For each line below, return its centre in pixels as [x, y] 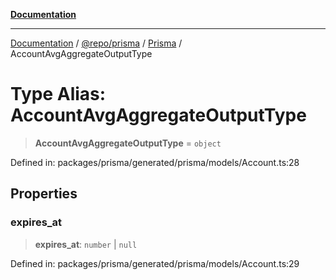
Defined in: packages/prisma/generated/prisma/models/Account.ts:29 [155, 263]
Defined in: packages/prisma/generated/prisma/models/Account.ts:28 [155, 162]
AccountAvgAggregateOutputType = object [128, 143]
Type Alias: [58, 94]
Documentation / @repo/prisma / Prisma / [96, 43]
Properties [44, 194]
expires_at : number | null [86, 244]
